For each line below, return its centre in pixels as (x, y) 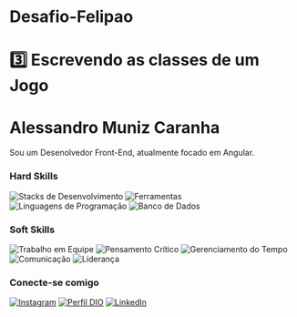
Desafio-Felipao (72, 17)
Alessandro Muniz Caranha (115, 127)
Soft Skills (32, 230)
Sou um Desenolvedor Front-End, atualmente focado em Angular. (132, 153)
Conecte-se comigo (55, 282)
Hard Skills (34, 177)
